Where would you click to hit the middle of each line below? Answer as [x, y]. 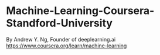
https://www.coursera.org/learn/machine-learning [67, 46]
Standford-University [59, 23]
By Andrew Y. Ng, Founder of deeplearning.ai [61, 39]
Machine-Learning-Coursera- [80, 11]
